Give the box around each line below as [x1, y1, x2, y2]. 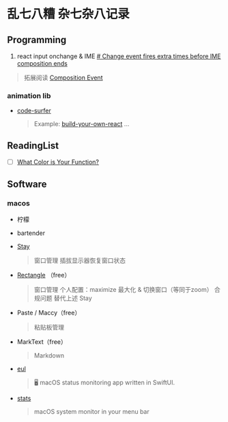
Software [7, 178, 47, 190]
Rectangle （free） [16, 271, 71, 279]
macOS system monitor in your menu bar [33, 407, 149, 415]
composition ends [16, 60, 68, 67]
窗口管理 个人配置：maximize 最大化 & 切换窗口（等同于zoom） [33, 285, 213, 293]
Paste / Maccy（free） [16, 308, 81, 316]
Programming [7, 34, 67, 45]
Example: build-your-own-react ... [33, 120, 130, 128]
